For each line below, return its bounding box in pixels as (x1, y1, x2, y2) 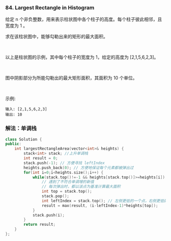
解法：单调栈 (5, 125, 37, 132)
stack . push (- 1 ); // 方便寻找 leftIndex (23, 160, 105, 166)
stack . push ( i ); (32, 212, 65, 218)
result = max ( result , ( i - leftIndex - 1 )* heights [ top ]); (41, 203, 158, 208)
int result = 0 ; (23, 156, 58, 161)
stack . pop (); (41, 194, 70, 199)
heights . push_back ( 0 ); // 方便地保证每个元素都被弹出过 (23, 165, 134, 170)
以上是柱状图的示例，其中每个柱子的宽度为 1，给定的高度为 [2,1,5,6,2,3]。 (5, 54, 159, 60)
